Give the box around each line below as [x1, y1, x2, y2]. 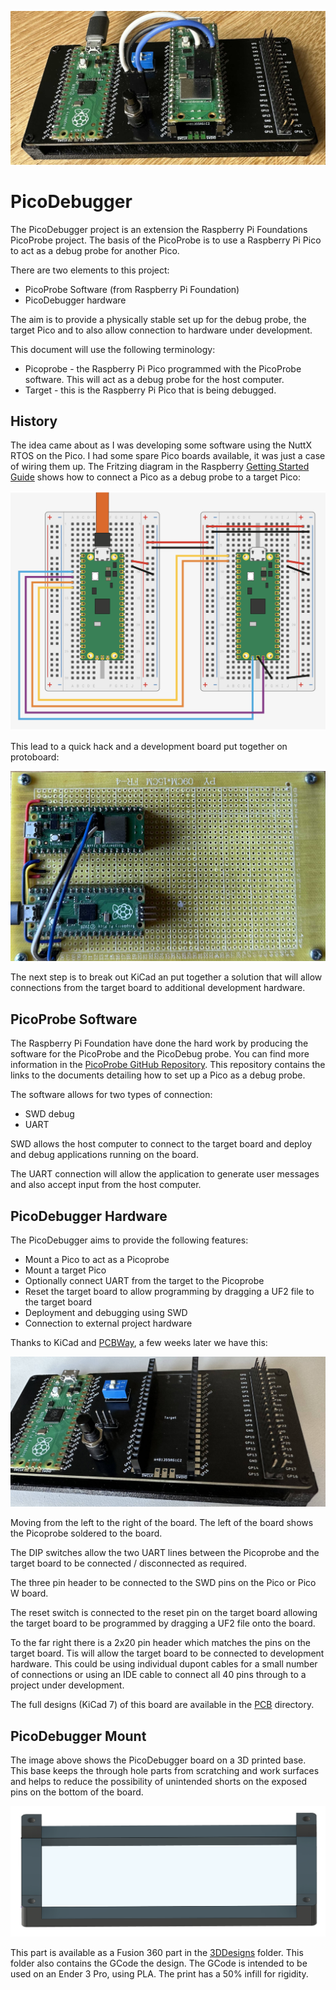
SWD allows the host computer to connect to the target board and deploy [10, 1138, 313, 1150]
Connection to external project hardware [24, 1317, 193, 1330]
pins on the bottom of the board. [10, 1786, 144, 1798]
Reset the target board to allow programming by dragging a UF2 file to [24, 1286, 315, 1298]
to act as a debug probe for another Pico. [10, 244, 180, 256]
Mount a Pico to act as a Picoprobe [24, 1254, 170, 1266]
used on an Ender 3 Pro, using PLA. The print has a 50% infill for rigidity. [10, 1968, 309, 1980]
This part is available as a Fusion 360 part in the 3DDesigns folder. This [10, 1947, 304, 1959]
